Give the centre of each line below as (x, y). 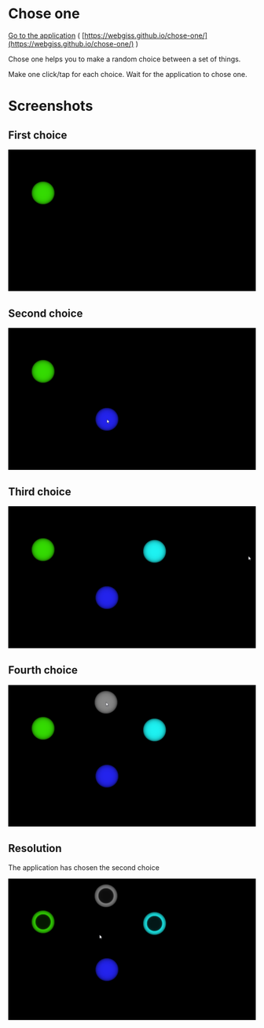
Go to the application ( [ (46, 35)
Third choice (40, 492)
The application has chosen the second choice (84, 867)
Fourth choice (43, 670)
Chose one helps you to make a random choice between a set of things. (125, 59)
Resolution (35, 848)
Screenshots (51, 106)
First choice (38, 135)
